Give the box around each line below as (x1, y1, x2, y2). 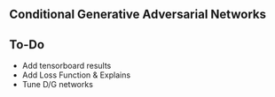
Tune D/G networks (21, 79, 93, 90)
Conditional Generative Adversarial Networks (9, 7, 266, 22)
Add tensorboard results (21, 61, 112, 71)
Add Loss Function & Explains (21, 70, 131, 80)
